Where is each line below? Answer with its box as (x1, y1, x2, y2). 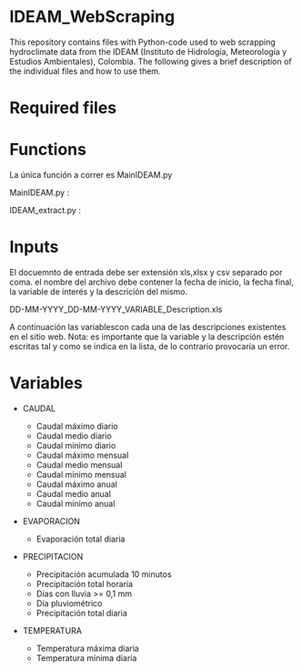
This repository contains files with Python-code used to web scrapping (9, 36, 276, 47)
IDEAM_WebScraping (9, 6, 176, 27)
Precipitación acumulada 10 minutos (35, 568, 172, 580)
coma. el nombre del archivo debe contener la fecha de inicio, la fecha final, (9, 276, 294, 287)
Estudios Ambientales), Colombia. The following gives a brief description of (9, 56, 292, 67)
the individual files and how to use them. (9, 66, 161, 77)
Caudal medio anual (35, 488, 112, 499)
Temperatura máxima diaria (35, 643, 139, 654)
